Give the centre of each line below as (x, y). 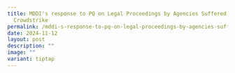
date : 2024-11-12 (33, 33)
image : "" (22, 53)
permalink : (23, 26)
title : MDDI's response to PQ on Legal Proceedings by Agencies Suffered (117, 14)
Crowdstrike (31, 20)
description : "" (31, 46)
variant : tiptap (31, 59)
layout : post (26, 40)
